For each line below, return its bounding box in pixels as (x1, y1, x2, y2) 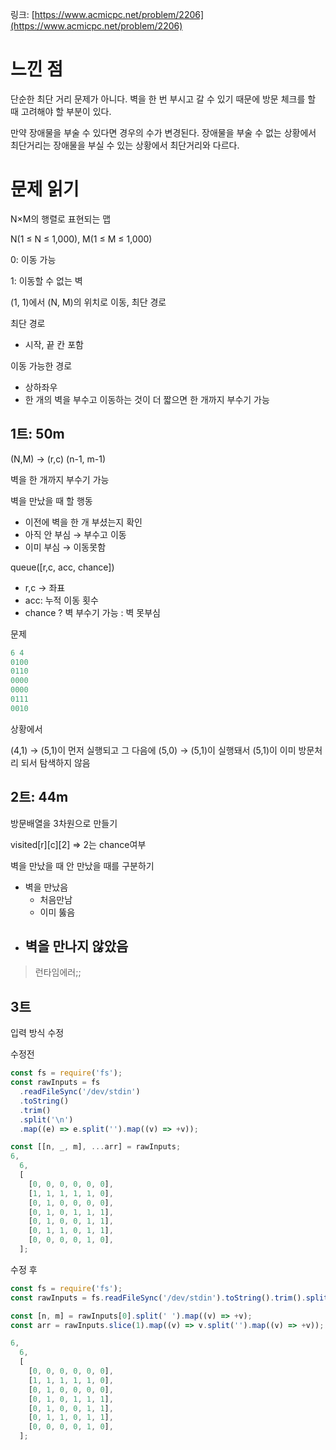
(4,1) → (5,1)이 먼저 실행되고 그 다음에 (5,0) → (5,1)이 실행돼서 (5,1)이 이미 (10, 744, 297, 756)
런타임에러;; (34, 966, 82, 978)
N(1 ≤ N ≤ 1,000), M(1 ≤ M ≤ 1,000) (10, 233, 153, 245)
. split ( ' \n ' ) (19, 1114, 74, 1125)
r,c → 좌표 (24, 581, 66, 593)
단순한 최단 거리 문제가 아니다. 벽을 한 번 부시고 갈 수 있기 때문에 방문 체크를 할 (10, 93, 317, 105)
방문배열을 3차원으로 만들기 (10, 817, 118, 829)
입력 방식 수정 (10, 1027, 65, 1039)
